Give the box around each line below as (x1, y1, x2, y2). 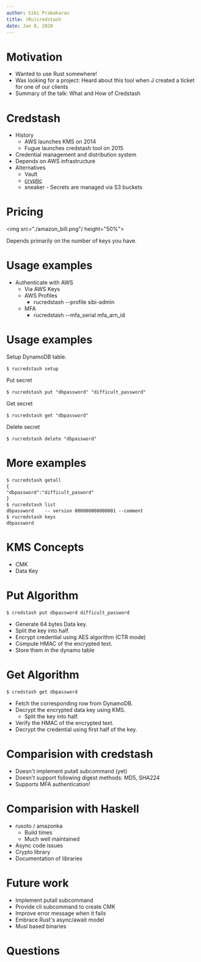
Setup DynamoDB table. (6, 353, 67, 361)
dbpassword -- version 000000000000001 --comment (6, 508, 144, 514)
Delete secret (6, 423, 40, 431)
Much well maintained (24, 835, 80, 843)
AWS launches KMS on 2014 (24, 138, 97, 145)
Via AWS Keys (24, 286, 60, 293)
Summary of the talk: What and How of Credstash (15, 89, 141, 97)
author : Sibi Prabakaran (6, 10, 70, 16)
